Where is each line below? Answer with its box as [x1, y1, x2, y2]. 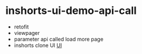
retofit [13, 23, 29, 30]
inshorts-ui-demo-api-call [5, 4, 137, 17]
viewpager [13, 29, 40, 36]
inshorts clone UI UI [13, 42, 62, 49]
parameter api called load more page [13, 35, 104, 42]
